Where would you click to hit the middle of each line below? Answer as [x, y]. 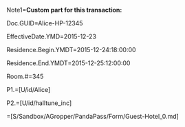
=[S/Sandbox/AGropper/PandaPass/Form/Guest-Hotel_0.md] [93, 116]
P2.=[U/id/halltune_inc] [39, 103]
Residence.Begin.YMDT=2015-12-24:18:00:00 [71, 50]
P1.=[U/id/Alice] [29, 90]
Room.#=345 [25, 76]
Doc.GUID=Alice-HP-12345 [45, 23]
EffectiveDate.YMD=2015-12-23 [52, 36]
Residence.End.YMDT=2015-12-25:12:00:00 [68, 63]
